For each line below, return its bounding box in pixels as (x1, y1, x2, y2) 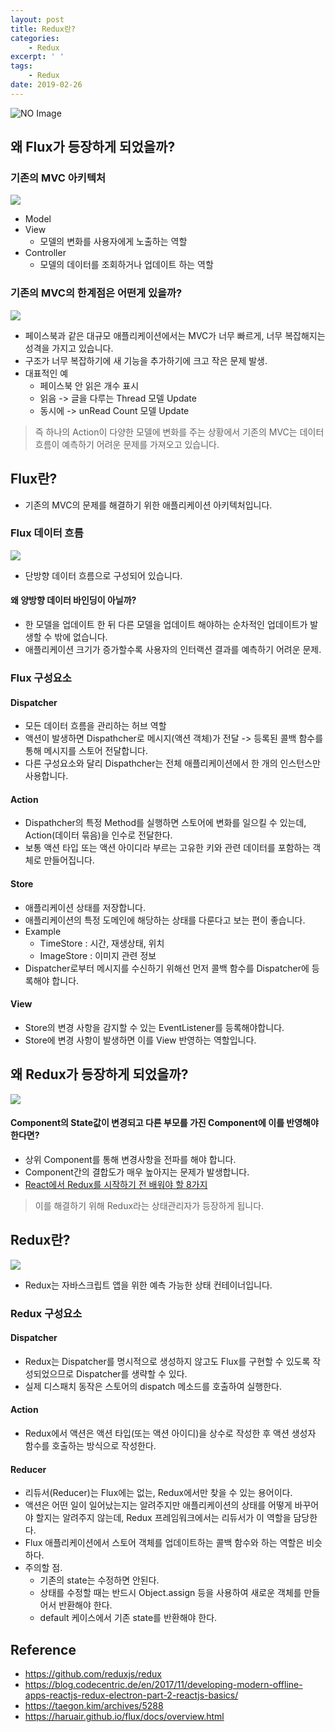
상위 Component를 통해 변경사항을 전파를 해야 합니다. (24, 1153, 237, 1165)
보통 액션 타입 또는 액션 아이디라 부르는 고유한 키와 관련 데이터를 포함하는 (24, 842, 311, 854)
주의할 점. (24, 1562, 63, 1574)
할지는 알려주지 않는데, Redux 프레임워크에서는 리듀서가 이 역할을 (35, 1512, 292, 1524)
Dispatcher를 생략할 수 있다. (76, 1367, 188, 1380)
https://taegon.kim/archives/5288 (24, 1699, 164, 1711)
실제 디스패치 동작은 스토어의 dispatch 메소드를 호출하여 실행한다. (24, 1380, 283, 1392)
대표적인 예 (24, 367, 69, 379)
